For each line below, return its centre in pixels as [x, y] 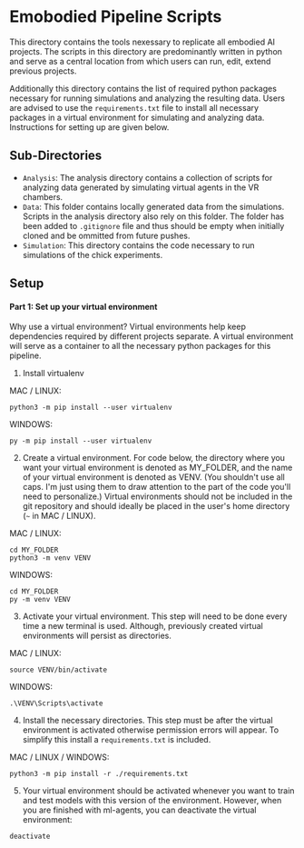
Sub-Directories [56, 156]
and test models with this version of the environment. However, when [152, 801]
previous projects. [43, 71]
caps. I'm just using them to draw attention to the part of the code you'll [157, 487]
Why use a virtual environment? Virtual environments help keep [128, 327]
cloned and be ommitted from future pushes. [106, 235]
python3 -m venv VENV [50, 558]
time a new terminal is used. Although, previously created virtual [142, 626]
